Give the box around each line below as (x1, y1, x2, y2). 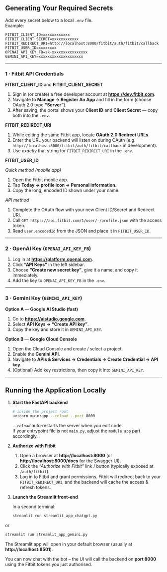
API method (5, 197, 29, 203)
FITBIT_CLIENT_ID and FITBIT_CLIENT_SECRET (5, 82, 103, 88)
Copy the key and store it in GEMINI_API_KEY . (12, 326, 103, 332)
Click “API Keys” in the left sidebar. (12, 262, 85, 268)
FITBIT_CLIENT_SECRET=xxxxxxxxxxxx (5, 36, 79, 41)
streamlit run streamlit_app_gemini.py (5, 532, 88, 537)
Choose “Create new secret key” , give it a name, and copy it (12, 267, 138, 273)
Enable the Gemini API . (12, 351, 61, 357)
